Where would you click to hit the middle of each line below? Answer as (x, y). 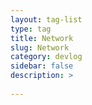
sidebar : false (42, 66)
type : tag (31, 29)
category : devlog (46, 57)
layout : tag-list (46, 19)
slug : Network (40, 47)
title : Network (42, 38)
